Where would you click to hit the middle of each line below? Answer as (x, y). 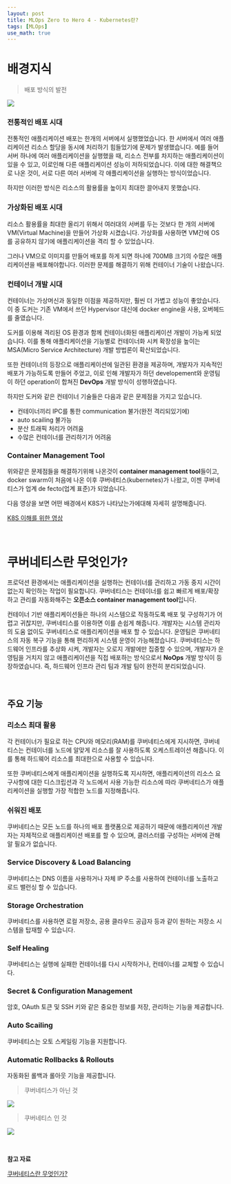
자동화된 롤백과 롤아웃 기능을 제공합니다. (61, 1075)
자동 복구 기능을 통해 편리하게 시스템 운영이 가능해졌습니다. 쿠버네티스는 (117, 640)
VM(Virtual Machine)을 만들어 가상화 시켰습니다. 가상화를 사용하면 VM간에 (108, 232)
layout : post (26, 13)
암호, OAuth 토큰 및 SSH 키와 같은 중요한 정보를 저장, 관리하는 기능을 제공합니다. (115, 1007)
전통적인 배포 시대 (35, 122)
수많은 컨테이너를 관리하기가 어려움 (64, 437)
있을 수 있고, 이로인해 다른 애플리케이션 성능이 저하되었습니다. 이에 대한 (103, 165)
